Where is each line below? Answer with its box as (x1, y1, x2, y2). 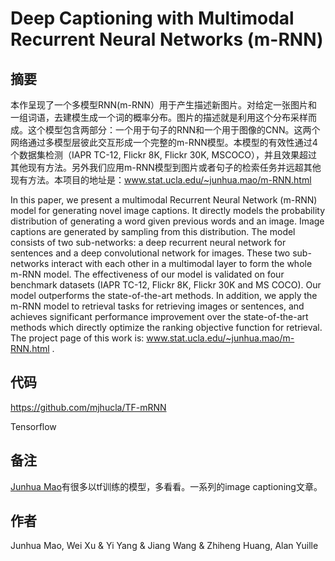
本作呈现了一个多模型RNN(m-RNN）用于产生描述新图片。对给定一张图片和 (10, 99, 318, 111)
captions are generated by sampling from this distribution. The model (10, 226, 296, 237)
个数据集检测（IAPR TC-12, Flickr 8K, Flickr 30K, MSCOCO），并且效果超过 (10, 149, 318, 161)
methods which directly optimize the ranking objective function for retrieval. (10, 322, 323, 333)
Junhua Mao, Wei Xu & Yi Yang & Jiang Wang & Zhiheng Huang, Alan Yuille (10, 540, 319, 552)
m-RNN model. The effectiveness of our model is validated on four (10, 268, 285, 280)
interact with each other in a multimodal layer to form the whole (51, 258, 313, 269)
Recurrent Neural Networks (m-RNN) (10, 28, 324, 51)
